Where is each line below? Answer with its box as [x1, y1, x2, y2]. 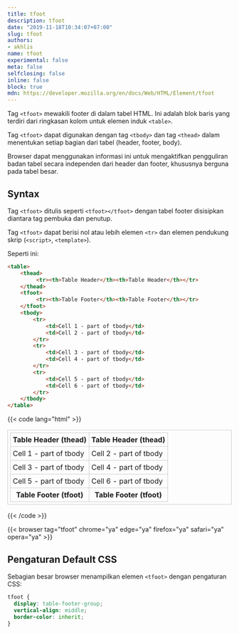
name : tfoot [7, 51, 43, 58]
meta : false [7, 63, 43, 70]
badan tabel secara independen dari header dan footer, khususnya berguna [7, 159, 229, 168]
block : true [7, 83, 43, 90]
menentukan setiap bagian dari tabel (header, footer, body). [7, 138, 182, 147]
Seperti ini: [7, 249, 39, 258]
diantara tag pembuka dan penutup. [7, 214, 112, 223]
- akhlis [7, 43, 33, 51]
